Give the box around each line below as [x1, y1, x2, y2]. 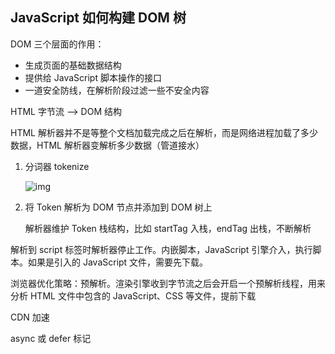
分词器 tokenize [24, 160, 90, 172]
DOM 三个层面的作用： [10, 38, 105, 50]
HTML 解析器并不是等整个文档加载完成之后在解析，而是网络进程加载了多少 [10, 126, 318, 138]
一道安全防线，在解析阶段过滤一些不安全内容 [24, 84, 210, 96]
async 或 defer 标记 [10, 332, 92, 344]
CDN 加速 [10, 311, 50, 323]
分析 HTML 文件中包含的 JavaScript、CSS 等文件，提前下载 [10, 289, 257, 302]
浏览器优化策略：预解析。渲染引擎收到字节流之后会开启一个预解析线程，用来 [10, 277, 326, 289]
